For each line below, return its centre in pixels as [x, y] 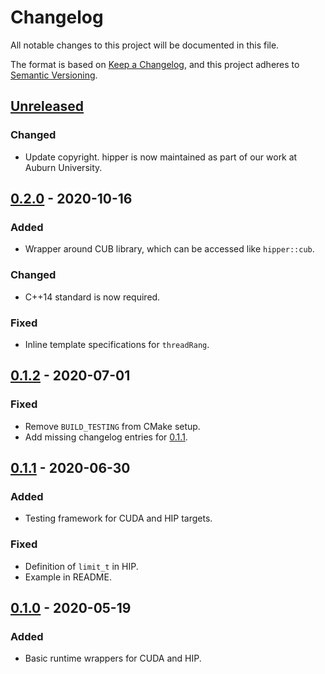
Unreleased [47, 106]
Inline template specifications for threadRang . [117, 344]
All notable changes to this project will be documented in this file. [145, 45]
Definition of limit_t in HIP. [81, 566]
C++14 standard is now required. [92, 297]
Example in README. [68, 577]
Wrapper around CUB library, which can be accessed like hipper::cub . [169, 249]
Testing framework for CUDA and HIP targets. [118, 518]
